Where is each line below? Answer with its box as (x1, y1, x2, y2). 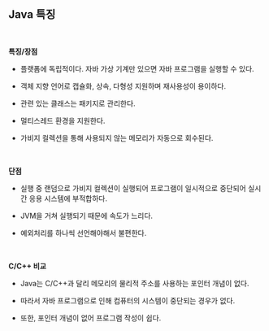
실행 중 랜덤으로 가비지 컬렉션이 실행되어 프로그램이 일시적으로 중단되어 (20, 183, 246, 193)
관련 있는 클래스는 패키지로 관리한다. (20, 98, 136, 108)
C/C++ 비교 (8, 261, 47, 271)
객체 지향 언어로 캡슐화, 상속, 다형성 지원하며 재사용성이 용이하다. (20, 81, 227, 91)
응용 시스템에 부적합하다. (28, 194, 108, 203)
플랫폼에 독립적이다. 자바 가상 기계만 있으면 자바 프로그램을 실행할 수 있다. (20, 63, 254, 73)
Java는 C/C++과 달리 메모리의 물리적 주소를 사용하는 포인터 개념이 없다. (20, 278, 249, 288)
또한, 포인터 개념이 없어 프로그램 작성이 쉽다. (20, 312, 162, 323)
